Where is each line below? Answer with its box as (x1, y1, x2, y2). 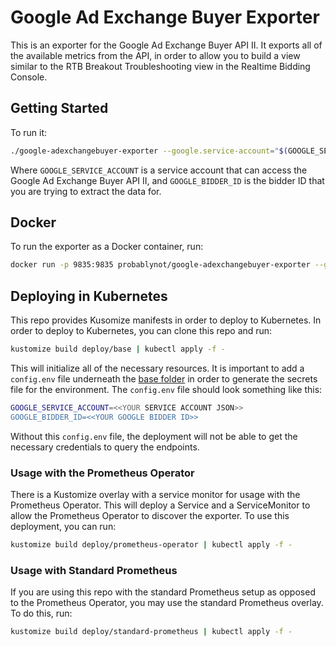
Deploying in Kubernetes (10, 287, 168, 305)
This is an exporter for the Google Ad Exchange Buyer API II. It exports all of (10, 39, 323, 51)
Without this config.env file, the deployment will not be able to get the (10, 430, 298, 442)
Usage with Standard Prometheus (10, 563, 178, 577)
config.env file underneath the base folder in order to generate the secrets (10, 373, 318, 385)
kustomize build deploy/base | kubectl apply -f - (10, 344, 226, 355)
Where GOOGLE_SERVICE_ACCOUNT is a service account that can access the (10, 164, 308, 176)
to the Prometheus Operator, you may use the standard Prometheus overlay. (10, 597, 324, 609)
